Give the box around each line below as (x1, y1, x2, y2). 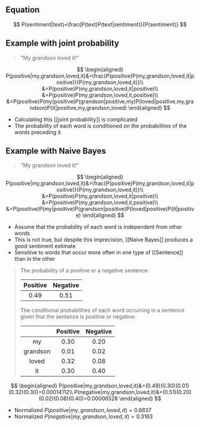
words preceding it (14, 129, 61, 136)
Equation (5, 5, 40, 15)
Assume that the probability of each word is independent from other (14, 224, 183, 231)
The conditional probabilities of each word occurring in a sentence (20, 306, 185, 314)
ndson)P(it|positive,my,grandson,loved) (29, 104, 127, 111)
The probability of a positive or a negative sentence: (20, 267, 149, 274)
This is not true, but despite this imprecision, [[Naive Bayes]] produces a (14, 236, 193, 243)
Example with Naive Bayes (5, 146, 106, 156)
